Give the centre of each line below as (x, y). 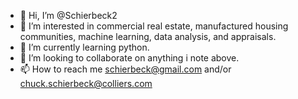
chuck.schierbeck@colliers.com (86, 83)
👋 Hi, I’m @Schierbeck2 (68, 15)
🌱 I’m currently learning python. (84, 47)
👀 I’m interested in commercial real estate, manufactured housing (154, 26)
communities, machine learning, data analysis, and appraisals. (148, 36)
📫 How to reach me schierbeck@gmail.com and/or (125, 69)
